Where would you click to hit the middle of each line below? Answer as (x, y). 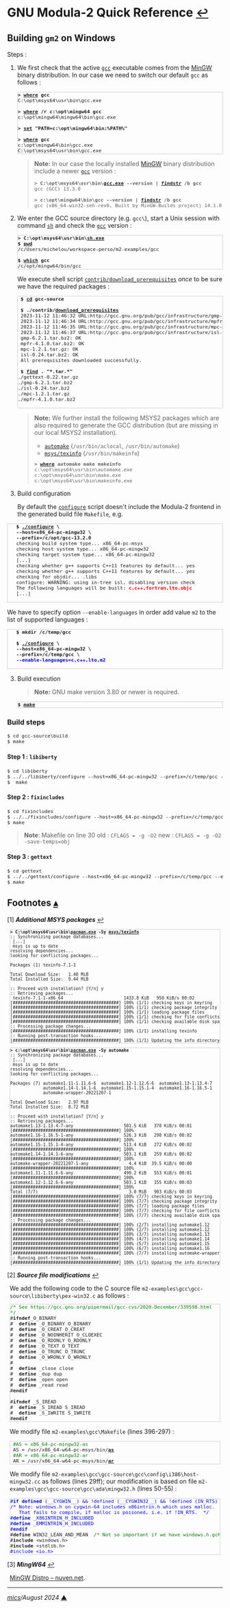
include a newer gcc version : (75, 171)
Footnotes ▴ (33, 903)
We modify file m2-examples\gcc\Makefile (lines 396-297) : (92, 1431)
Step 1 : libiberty (32, 757)
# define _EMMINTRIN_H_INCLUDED (52, 1524)
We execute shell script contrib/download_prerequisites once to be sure (119, 279)
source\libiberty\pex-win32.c (53, 1296)
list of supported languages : (48, 619)
